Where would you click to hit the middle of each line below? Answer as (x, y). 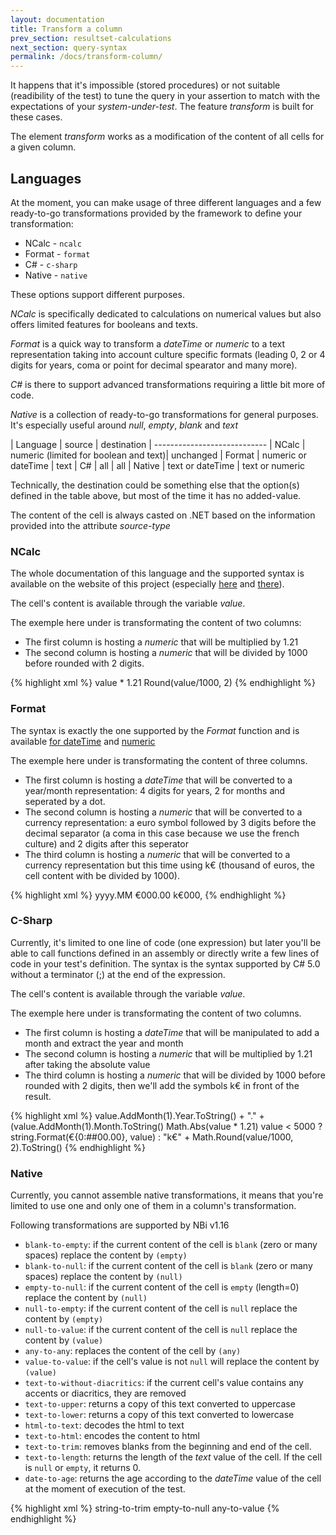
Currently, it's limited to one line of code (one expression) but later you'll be (166, 942)
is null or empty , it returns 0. (83, 1468)
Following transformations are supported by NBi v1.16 (120, 1225)
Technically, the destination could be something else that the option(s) (155, 485)
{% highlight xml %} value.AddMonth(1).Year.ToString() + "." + (137, 1115)
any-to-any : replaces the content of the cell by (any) (133, 1351)
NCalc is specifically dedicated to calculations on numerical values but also (166, 313)
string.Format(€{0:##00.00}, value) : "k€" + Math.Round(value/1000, (152, 1137)
